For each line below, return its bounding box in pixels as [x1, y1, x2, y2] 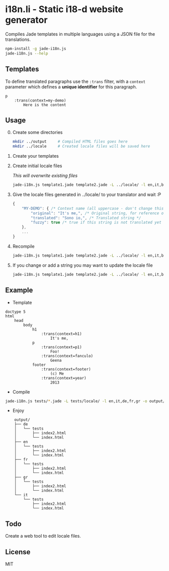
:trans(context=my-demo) [14, 98, 66, 103]
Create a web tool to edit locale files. [5, 533, 81, 539]
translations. [5, 36, 31, 42]
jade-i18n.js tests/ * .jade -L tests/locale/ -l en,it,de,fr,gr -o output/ [5, 398, 165, 404]
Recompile [12, 243, 35, 249]
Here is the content [23, 102, 66, 107]
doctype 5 [5, 309, 26, 314]
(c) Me [50, 371, 64, 376]
